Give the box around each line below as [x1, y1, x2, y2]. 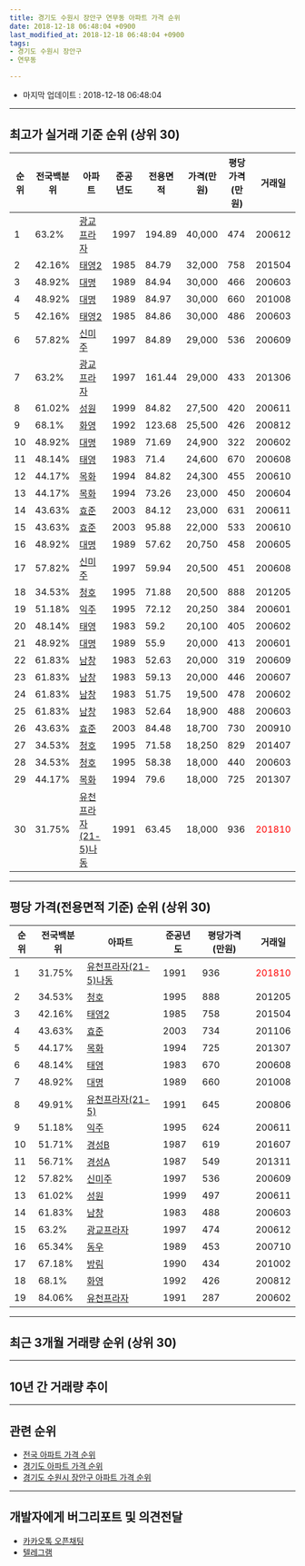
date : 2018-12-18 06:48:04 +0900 [9, 22, 136, 31]
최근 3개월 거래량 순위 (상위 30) [9, 1335, 177, 1351]
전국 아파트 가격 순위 [22, 1450, 96, 1461]
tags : [9, 38, 30, 48]
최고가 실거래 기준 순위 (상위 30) [9, 127, 181, 143]
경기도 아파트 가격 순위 [22, 1461, 103, 1472]
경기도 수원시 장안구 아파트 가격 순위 [22, 1472, 152, 1483]
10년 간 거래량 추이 [9, 1379, 109, 1394]
